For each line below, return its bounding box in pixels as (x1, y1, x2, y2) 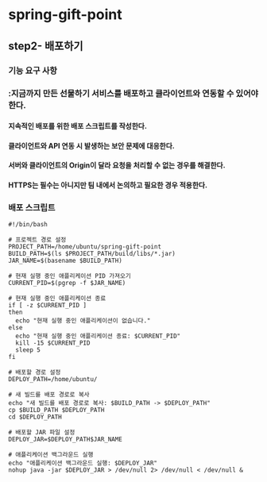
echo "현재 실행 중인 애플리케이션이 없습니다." (15, 317, 151, 325)
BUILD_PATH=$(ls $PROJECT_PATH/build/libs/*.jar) (8, 250, 176, 258)
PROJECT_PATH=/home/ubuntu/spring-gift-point (8, 243, 161, 251)
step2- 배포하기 (8, 39, 83, 52)
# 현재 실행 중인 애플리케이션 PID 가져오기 (8, 272, 131, 280)
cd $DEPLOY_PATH (8, 413, 62, 422)
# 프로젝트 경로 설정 (8, 236, 67, 244)
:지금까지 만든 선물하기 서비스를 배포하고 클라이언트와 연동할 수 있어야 (8, 88, 259, 99)
